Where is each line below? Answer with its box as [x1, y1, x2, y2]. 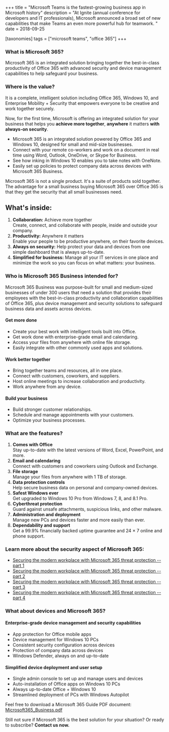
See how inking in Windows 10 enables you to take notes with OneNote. [12, 157, 162, 164]
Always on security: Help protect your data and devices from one [12, 244, 150, 250]
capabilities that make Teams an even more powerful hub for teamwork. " [5, 20, 158, 26]
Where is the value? [5, 83, 55, 90]
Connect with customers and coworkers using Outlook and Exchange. [12, 463, 158, 469]
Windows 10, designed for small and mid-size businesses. [12, 141, 133, 147]
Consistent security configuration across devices [12, 642, 115, 648]
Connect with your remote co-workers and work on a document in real [12, 146, 159, 152]
